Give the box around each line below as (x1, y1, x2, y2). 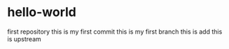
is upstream (7, 34, 41, 43)
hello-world (7, 4, 77, 20)
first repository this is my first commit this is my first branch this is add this (7, 27, 223, 36)
